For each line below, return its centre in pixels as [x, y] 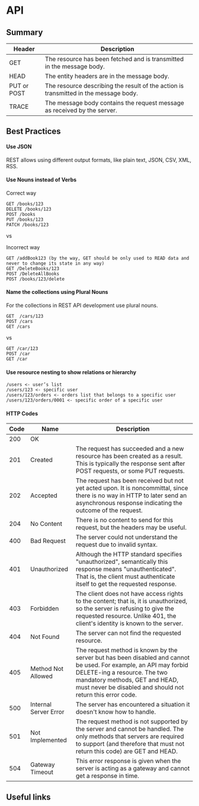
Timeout [42, 772]
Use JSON [19, 146]
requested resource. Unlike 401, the [126, 616]
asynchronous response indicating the [129, 503]
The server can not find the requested [129, 633]
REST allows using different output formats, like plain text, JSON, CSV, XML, [99, 160]
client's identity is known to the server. [130, 623]
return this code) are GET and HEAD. [127, 751]
